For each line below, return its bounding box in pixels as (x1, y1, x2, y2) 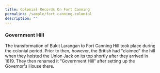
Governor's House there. (5, 63, 55, 69)
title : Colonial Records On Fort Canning (5, 7, 90, 12)
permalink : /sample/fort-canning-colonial (5, 12, 92, 16)
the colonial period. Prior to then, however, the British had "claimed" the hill (5, 48, 155, 53)
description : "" (5, 16, 38, 21)
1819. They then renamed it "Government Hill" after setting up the (5, 58, 135, 64)
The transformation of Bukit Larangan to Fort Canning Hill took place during (5, 43, 156, 49)
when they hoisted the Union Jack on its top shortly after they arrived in (5, 53, 148, 59)
